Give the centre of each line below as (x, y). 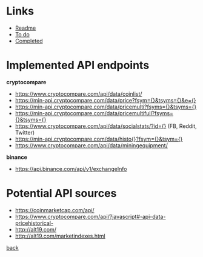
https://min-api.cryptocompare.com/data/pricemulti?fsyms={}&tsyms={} (106, 107)
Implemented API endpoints (78, 65)
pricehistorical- (34, 223)
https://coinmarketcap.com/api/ (55, 210)
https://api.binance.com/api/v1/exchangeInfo (71, 169)
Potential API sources (62, 194)
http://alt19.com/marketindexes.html (60, 236)
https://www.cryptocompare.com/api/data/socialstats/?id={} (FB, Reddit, (106, 126)
